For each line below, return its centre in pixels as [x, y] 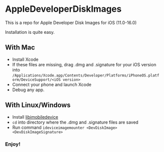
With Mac [20, 48]
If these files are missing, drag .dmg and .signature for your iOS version [84, 64]
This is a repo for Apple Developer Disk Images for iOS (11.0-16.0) [71, 23]
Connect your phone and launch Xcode [52, 84]
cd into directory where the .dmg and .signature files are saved [75, 122]
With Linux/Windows [38, 105]
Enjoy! [13, 144]
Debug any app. [28, 90]
